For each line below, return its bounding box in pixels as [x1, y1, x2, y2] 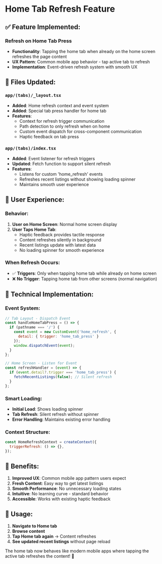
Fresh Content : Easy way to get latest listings [12, 480, 104, 486]
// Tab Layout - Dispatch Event [5, 316, 71, 321]
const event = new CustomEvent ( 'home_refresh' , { [14, 330, 117, 335]
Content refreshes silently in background [19, 237, 101, 243]
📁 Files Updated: [5, 78, 56, 86]
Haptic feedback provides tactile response [19, 231, 105, 237]
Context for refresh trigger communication [19, 118, 105, 124]
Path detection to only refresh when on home [19, 123, 110, 129]
